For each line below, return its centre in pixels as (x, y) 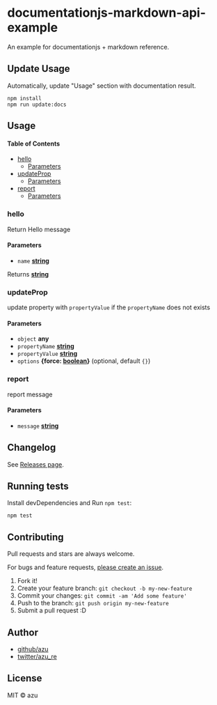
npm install (24, 98)
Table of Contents (34, 144)
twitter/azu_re (37, 657)
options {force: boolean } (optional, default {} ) (84, 361)
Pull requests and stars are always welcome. (71, 554)
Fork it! (27, 581)
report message (30, 394)
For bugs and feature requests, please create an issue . (86, 567)
